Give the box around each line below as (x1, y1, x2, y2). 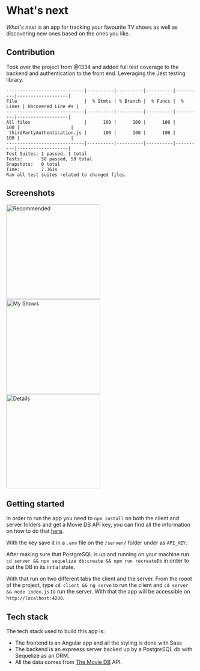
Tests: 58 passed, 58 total (6, 156, 93, 162)
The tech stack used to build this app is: (6, 628, 105, 635)
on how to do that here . (6, 527, 64, 535)
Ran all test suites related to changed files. (6, 172, 128, 178)
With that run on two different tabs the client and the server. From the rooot (6, 575, 192, 583)
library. (6, 76, 24, 83)
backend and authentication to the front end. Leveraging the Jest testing (6, 70, 186, 77)
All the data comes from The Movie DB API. (14, 658, 123, 666)
